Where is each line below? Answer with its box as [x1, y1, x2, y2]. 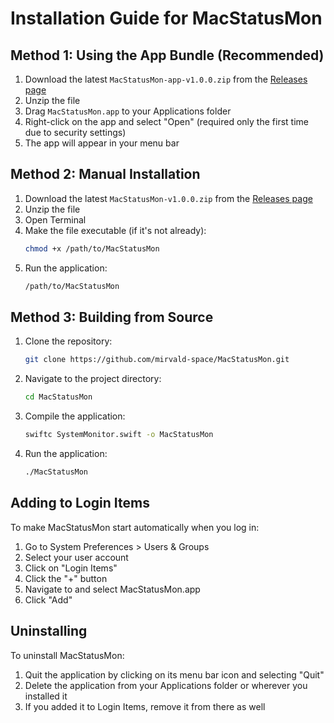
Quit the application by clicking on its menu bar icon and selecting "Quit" [24, 668, 325, 681]
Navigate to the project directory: [24, 373, 162, 385]
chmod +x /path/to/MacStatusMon [24, 243, 160, 254]
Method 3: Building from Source [10, 308, 214, 326]
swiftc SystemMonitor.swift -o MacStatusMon [24, 430, 214, 440]
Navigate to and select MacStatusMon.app [24, 583, 201, 595]
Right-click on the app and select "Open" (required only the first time [24, 116, 309, 127]
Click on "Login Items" [24, 562, 118, 574]
